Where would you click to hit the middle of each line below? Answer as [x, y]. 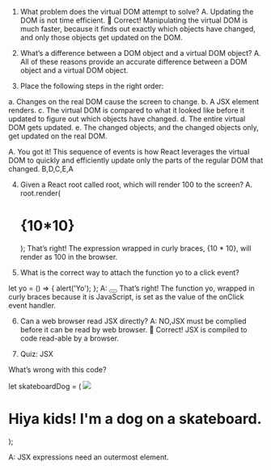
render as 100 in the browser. [69, 256]
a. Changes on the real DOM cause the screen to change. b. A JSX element [134, 102]
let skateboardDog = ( [45, 386]
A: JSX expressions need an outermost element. [89, 457]
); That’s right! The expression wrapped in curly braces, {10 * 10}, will [136, 248]
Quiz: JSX [37, 354]
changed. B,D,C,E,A [41, 169]
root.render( [40, 193]
